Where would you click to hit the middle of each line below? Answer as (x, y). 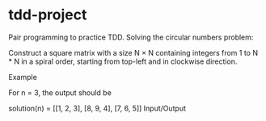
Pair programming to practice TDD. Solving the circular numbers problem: (131, 37)
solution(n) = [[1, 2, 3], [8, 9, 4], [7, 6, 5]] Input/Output (97, 108)
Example (23, 77)
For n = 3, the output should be (60, 92)
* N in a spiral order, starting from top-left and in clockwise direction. (123, 61)
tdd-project (48, 15)
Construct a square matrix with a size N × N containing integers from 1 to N (133, 52)
